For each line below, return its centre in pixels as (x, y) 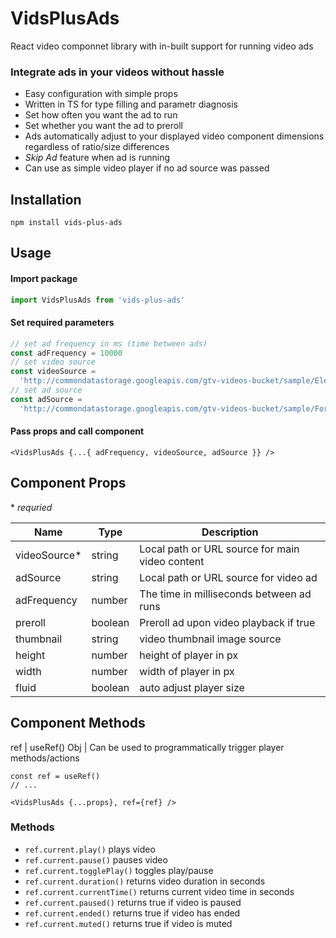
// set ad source (46, 390)
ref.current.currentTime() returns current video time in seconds (159, 891)
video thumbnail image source (210, 639)
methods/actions (45, 758)
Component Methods (78, 723)
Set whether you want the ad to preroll (103, 126)
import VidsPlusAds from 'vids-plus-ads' (98, 300)
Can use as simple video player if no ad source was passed (147, 168)
